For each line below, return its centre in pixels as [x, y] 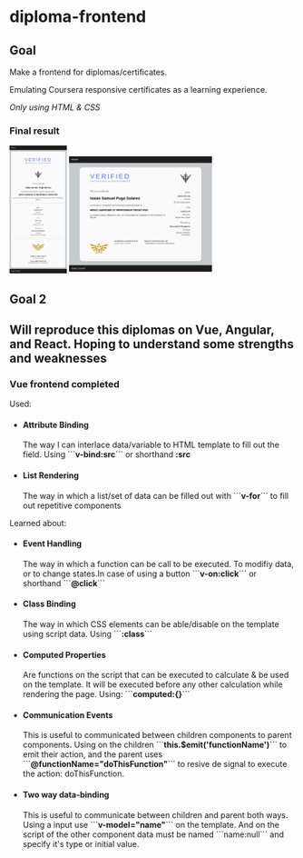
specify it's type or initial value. [81, 843]
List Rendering [51, 475]
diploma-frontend [78, 17]
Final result [35, 131]
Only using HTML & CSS [55, 107]
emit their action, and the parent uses [93, 754]
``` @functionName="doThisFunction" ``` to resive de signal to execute [155, 764]
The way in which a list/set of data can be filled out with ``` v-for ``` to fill [155, 495]
